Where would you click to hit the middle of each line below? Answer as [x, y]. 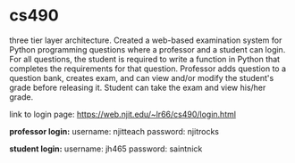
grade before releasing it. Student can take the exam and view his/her [138, 87]
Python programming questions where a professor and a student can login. [147, 49]
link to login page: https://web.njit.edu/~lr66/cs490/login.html [123, 114]
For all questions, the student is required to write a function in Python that [144, 59]
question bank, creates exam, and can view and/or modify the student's [142, 77]
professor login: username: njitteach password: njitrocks [114, 131]
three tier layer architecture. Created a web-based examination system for [146, 40]
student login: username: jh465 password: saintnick [106, 149]
